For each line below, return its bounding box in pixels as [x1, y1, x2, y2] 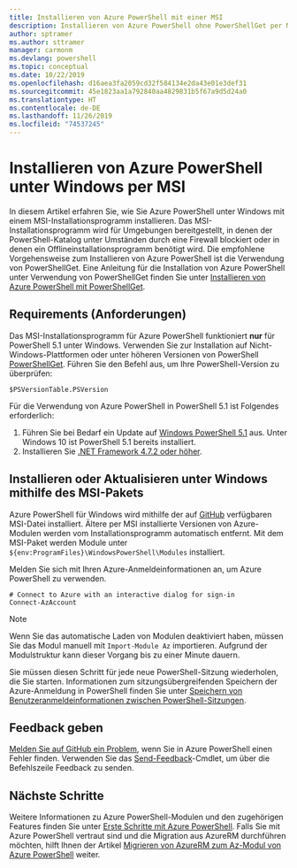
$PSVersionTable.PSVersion [9, 385, 109, 394]
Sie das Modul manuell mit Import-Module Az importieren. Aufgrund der [9, 640, 268, 650]
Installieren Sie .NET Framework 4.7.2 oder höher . [21, 446, 202, 457]
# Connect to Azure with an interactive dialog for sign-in [9, 590, 236, 599]
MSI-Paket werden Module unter [9, 537, 128, 548]
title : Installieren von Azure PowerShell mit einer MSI [9, 12, 224, 22]
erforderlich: [9, 410, 55, 420]
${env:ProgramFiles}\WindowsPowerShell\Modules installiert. [9, 546, 225, 557]
